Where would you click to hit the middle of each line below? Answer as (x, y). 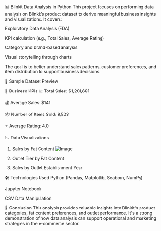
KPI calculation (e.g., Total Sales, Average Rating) (55, 38)
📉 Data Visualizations (27, 138)
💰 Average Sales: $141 (28, 103)
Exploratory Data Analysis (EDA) (37, 29)
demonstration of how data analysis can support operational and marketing (81, 218)
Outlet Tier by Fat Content (38, 158)
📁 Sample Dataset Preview (32, 81)
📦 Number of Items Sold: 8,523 (37, 114)
